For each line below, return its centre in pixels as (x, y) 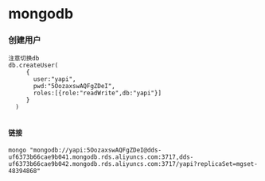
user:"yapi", (55, 79)
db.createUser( (33, 65)
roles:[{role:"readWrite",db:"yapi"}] (97, 93)
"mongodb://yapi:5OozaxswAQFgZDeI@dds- (95, 150)
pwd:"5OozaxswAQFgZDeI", (74, 87)
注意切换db (24, 59)
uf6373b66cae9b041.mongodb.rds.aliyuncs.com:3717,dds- (101, 157)
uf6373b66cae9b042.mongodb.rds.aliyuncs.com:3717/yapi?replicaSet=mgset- (133, 164)
